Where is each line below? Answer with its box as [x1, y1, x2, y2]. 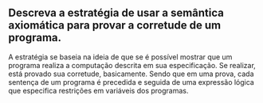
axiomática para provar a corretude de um [8, 19, 222, 32]
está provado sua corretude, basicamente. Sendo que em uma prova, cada [8, 69, 254, 78]
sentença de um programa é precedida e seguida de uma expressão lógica [8, 77, 255, 86]
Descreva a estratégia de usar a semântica [8, 6, 225, 20]
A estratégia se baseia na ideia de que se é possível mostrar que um [8, 51, 233, 62]
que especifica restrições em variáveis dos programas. [8, 86, 189, 95]
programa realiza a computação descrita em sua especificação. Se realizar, [8, 60, 257, 70]
